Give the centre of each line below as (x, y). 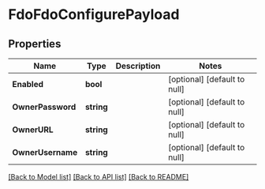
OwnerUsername (45, 152)
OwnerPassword (44, 107)
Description (138, 66)
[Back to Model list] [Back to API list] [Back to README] (99, 177)
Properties (35, 44)
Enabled (28, 84)
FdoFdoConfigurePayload (94, 15)
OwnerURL (33, 130)
